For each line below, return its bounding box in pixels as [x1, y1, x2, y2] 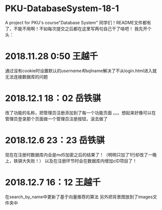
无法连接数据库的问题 [5, 74, 48, 79]
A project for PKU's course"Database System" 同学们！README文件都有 [5, 19, 151, 25]
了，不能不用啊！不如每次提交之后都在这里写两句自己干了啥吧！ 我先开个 [5, 25, 152, 32]
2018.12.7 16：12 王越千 [5, 176, 101, 188]
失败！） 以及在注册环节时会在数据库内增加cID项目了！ [26, 158, 137, 164]
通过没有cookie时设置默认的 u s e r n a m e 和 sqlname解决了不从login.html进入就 [5, 68, 157, 74]
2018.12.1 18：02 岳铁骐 [5, 93, 101, 104]
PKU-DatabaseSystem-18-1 [5, 3, 120, 14]
